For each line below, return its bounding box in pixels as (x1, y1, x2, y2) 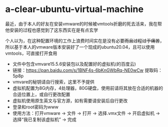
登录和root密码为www (12, 104, 59, 110)
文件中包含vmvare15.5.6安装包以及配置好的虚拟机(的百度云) (12, 61, 136, 67)
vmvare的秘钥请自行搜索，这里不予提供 (12, 79, 95, 85)
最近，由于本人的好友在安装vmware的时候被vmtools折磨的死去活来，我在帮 (5, 21, 162, 27)
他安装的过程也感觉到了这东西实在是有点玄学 (5, 27, 98, 33)
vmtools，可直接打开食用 (5, 50, 58, 56)
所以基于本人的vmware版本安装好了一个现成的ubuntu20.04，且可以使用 (5, 44, 155, 50)
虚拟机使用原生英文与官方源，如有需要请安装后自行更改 (12, 97, 128, 103)
